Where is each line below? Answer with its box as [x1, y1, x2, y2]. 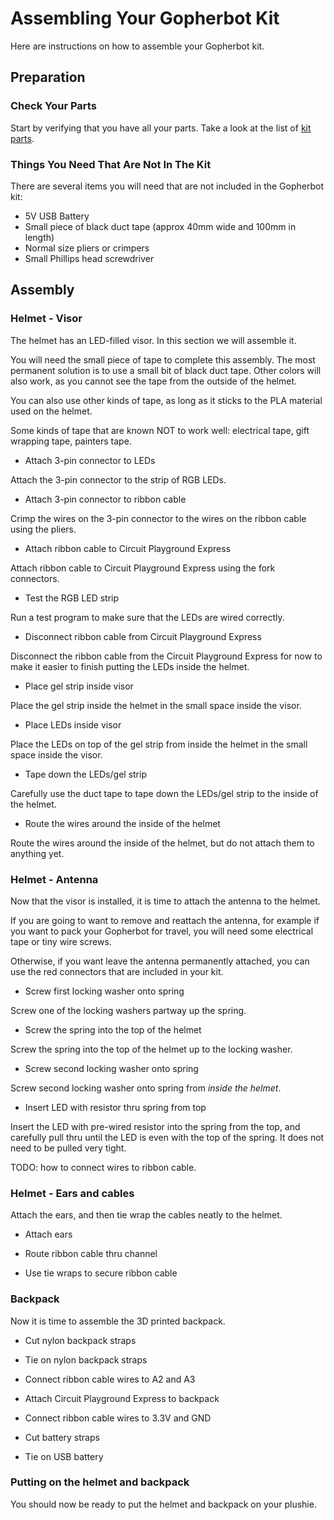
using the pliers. [10, 523, 77, 535]
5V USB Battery [24, 210, 90, 222]
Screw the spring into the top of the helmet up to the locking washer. [10, 1043, 293, 1055]
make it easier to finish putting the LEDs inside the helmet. [10, 660, 250, 672]
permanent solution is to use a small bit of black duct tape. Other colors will [10, 364, 322, 376]
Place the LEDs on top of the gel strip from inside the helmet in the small [10, 738, 308, 750]
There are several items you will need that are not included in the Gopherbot [10, 180, 325, 192]
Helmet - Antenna [10, 872, 99, 886]
